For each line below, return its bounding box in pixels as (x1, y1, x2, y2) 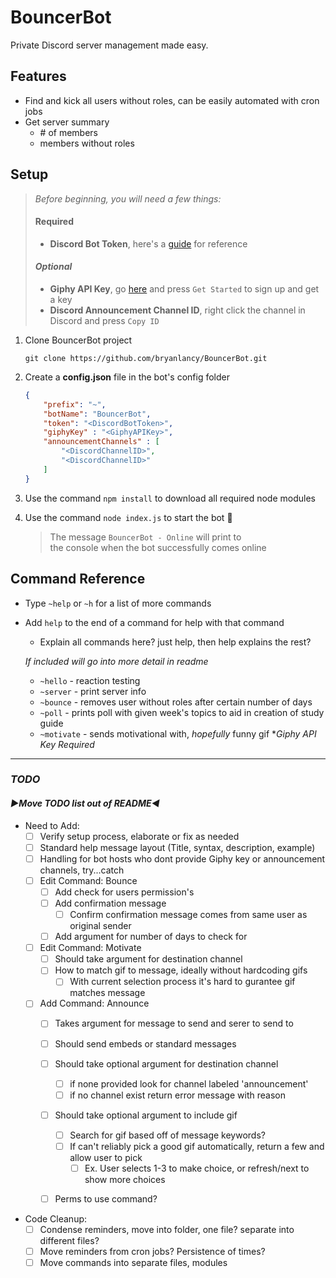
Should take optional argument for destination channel (54, 1057, 279, 1070)
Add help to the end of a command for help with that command (24, 616, 285, 628)
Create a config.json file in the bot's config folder (24, 371, 231, 383)
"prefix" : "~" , (43, 399, 107, 410)
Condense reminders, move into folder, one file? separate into (39, 1224, 295, 1236)
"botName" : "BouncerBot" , (43, 409, 152, 419)
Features (10, 68, 67, 85)
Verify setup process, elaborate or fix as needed (39, 830, 240, 842)
